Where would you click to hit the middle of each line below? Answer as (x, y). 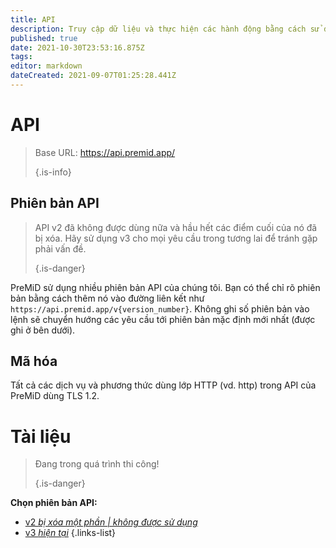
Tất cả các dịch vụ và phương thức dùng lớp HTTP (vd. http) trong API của (163, 385)
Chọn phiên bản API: (54, 503)
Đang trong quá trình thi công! (97, 464)
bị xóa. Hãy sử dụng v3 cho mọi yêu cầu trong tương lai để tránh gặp (176, 238)
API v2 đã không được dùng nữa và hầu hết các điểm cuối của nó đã (176, 227)
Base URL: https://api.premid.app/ (105, 152)
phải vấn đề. (60, 248)
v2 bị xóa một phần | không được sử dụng (111, 522)
